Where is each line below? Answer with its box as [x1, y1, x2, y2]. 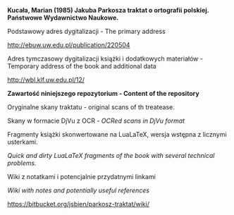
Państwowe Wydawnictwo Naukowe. [7, 13, 119, 22]
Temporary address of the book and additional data [7, 62, 156, 70]
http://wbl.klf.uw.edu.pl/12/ [7, 75, 85, 84]
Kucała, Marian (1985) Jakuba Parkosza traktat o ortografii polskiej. [7, 6, 209, 14]
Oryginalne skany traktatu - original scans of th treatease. [7, 103, 175, 111]
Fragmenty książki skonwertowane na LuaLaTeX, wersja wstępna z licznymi [7, 130, 227, 138]
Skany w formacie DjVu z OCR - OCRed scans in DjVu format [7, 116, 185, 125]
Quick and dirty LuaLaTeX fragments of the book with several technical [7, 152, 215, 159]
